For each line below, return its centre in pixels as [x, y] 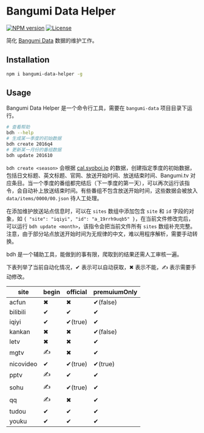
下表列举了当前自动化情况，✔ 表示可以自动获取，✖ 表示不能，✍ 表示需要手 [101, 267]
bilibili [18, 312]
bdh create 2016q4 [29, 144]
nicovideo [23, 364]
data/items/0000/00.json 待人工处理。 [54, 198]
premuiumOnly [115, 292]
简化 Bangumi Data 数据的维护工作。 [52, 40]
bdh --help [20, 133]
